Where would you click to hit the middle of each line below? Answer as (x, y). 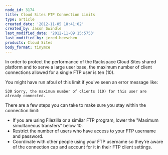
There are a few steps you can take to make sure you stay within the (76, 105)
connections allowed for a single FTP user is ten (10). (60, 72)
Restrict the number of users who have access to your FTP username (84, 131)
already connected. (26, 96)
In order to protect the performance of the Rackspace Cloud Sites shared (81, 61)
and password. (28, 136)
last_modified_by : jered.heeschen (41, 38)
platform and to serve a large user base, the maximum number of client (78, 67)
